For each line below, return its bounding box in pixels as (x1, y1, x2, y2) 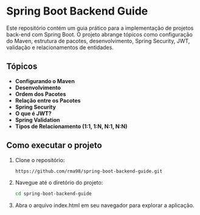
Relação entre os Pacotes (15, 97, 81, 104)
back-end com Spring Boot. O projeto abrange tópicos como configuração (6, 30, 193, 38)
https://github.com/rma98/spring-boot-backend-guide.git (15, 168, 163, 174)
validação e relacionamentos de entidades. (6, 44, 114, 51)
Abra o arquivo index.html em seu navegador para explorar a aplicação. (15, 202, 195, 209)
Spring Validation (15, 116, 60, 123)
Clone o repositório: (15, 156, 65, 163)
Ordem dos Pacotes (15, 90, 66, 98)
